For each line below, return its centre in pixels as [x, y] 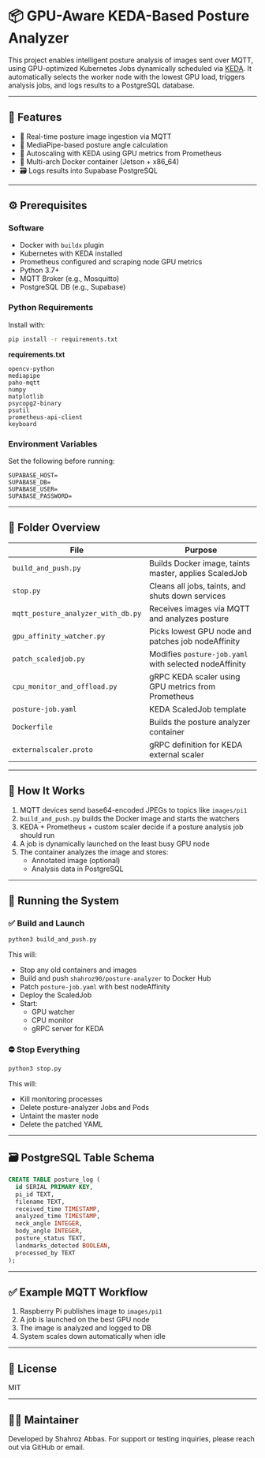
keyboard [22, 424]
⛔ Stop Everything [44, 1049]
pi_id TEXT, [35, 1194]
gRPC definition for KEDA [196, 745]
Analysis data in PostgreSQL [77, 869]
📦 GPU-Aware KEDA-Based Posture [129, 16]
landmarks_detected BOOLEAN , [63, 1245]
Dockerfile [32, 727]
